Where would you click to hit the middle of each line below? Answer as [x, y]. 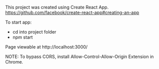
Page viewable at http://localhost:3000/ [46, 47]
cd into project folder [34, 32]
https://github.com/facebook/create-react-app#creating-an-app [72, 12]
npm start [22, 37]
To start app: [18, 22]
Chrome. [14, 62]
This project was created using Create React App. [57, 7]
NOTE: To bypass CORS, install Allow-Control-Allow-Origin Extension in [79, 56]
